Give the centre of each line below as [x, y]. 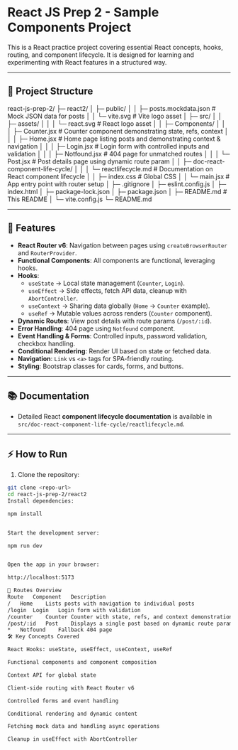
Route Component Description [57, 597]
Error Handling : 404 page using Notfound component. [96, 328]
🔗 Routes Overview [34, 591]
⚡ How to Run [38, 454]
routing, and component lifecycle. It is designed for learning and [101, 55]
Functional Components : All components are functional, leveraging [116, 260]
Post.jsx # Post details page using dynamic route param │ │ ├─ [100, 161]
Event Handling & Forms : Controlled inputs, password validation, [112, 336]
